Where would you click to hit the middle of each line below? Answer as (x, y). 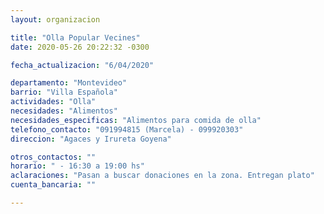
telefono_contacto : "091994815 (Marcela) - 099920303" (127, 129)
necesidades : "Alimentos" (64, 111)
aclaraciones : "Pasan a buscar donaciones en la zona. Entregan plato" (162, 176)
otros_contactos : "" (53, 157)
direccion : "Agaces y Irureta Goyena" (91, 139)
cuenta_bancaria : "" (53, 185)
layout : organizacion (55, 19)
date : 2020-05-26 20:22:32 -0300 (80, 47)
